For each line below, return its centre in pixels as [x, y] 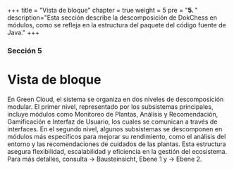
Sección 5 [25, 51]
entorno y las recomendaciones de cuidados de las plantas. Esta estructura [117, 144]
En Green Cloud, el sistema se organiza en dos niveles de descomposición [116, 99]
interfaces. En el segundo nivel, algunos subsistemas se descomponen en [115, 129]
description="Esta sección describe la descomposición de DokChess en [112, 18]
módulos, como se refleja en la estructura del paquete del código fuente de [117, 25]
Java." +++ [24, 32]
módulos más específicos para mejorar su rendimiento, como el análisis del [117, 136]
